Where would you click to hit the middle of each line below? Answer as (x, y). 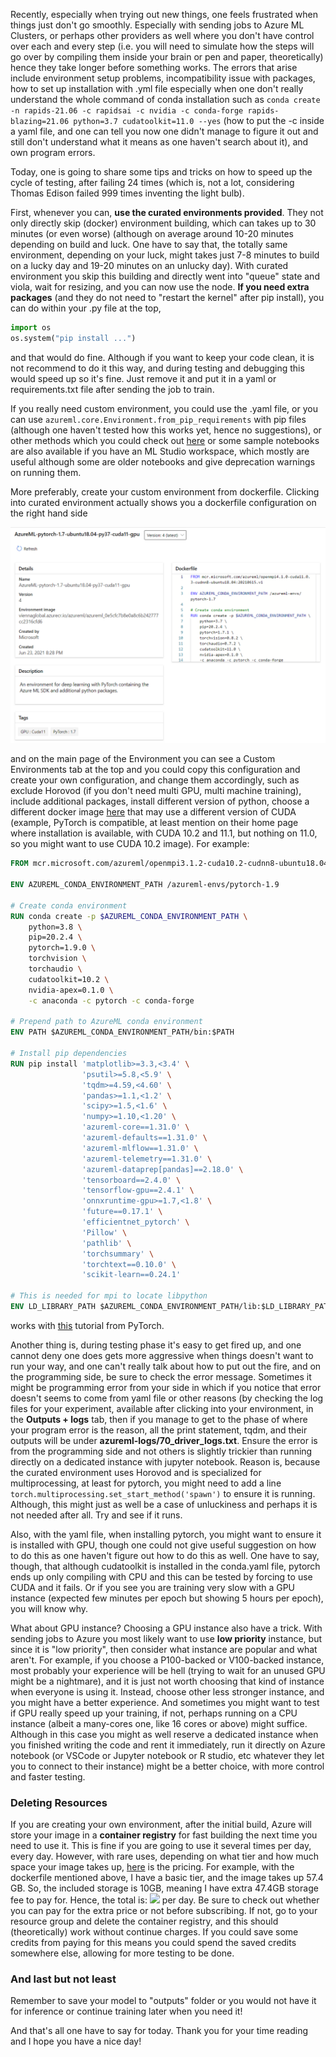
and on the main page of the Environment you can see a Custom (143, 759)
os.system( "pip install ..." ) (73, 338)
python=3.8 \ (55, 927)
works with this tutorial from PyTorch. (87, 1325)
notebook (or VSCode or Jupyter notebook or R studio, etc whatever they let (167, 1755)
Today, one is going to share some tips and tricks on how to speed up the (161, 172)
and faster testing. (48, 1776)
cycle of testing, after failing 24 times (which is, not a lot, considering (152, 182)
